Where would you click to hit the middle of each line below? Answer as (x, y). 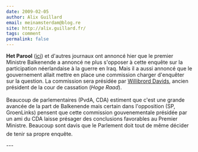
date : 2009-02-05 (28, 12)
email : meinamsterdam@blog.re (44, 22)
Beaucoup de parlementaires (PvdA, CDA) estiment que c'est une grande (95, 100)
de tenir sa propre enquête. (39, 134)
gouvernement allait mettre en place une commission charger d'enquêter (95, 75)
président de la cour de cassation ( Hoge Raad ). (64, 87)
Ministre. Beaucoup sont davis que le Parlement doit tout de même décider (98, 125)
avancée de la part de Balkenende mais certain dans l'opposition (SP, (91, 106)
